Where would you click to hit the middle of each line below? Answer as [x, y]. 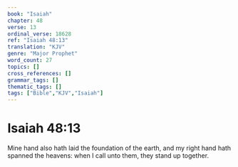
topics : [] [24, 67]
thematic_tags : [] [35, 87]
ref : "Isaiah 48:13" [38, 41]
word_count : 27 [30, 60]
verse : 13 [22, 27]
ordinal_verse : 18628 [40, 34]
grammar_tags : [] [33, 80]
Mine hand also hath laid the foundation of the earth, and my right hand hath [119, 148]
